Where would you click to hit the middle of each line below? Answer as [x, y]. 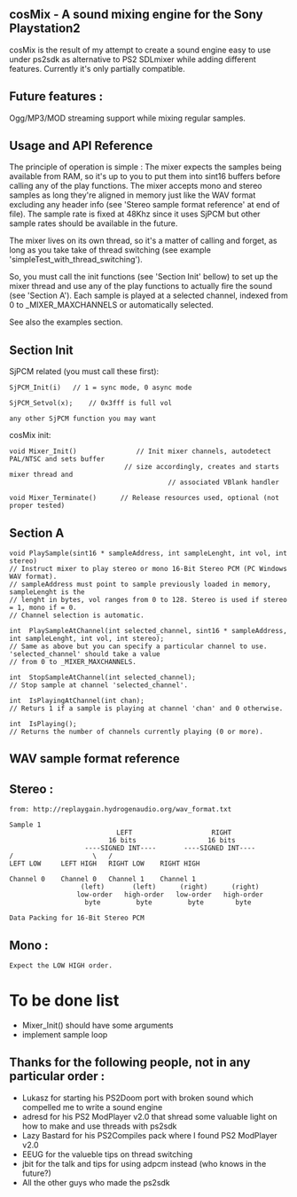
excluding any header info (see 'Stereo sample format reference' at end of [145, 205]
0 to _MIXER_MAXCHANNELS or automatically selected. [112, 305]
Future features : [56, 97]
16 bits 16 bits [172, 841]
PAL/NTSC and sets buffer [57, 459]
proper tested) [37, 506]
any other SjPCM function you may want [83, 419]
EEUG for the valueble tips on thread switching [107, 1154]
